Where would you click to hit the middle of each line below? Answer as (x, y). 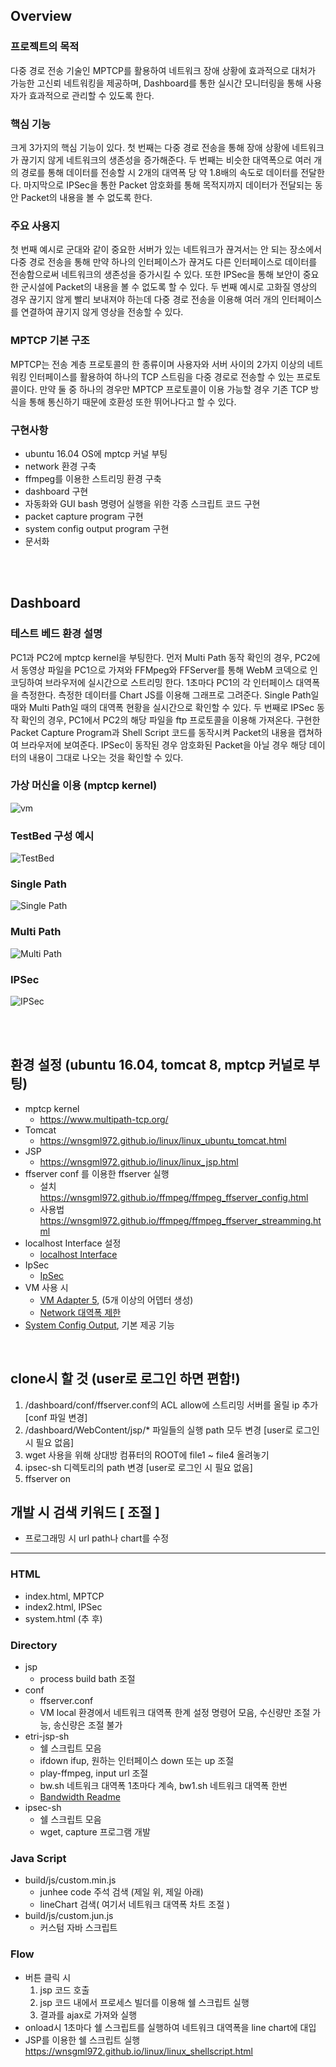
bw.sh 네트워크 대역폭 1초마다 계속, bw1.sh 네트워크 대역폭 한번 (163, 1786)
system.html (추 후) (63, 1618)
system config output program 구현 (97, 528)
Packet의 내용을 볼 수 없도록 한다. (86, 197)
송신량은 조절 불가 (88, 1725)
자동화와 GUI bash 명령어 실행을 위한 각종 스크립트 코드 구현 (142, 503)
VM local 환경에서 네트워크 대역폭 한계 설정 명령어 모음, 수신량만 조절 (175, 1713)
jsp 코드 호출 (64, 1990)
